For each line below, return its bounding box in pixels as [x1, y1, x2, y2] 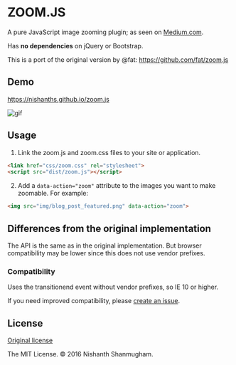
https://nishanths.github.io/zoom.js [7, 95, 110, 103]
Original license [7, 336, 53, 345]
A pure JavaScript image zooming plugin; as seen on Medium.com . [7, 28, 204, 36]
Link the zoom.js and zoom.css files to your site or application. [17, 148, 201, 157]
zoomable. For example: [17, 189, 89, 198]
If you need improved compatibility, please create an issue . [7, 297, 180, 305]
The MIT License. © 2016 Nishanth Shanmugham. [7, 350, 154, 359]
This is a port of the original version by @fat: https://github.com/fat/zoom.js [7, 55, 229, 64]
